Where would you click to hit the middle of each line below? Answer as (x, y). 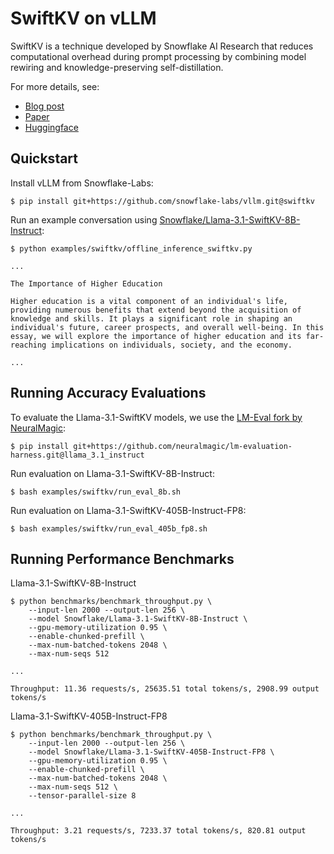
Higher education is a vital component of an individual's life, (149, 301)
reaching (28, 345)
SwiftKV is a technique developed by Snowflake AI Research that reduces (162, 46)
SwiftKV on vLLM (83, 18)
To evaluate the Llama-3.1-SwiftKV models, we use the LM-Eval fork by (156, 417)
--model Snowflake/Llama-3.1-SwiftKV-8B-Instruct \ (138, 619)
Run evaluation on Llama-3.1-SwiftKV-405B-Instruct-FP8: (128, 510)
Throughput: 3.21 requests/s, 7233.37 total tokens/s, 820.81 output (158, 831)
